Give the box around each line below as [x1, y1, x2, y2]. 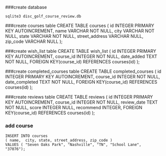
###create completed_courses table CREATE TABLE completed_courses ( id [5, 68, 162, 74]
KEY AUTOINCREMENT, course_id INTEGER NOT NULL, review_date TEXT [5, 99, 158, 105]
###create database [5, 4, 47, 10]
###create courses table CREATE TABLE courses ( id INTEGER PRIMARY [5, 22, 155, 28]
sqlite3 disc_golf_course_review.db [5, 14, 81, 19]
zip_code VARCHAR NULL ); [5, 38, 63, 44]
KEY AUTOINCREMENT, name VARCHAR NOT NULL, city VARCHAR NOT [5, 28, 155, 34]
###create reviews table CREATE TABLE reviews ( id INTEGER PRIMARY [5, 94, 153, 100]
